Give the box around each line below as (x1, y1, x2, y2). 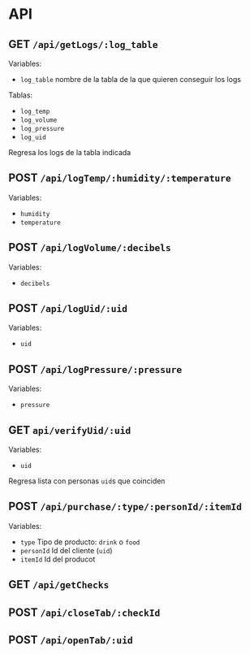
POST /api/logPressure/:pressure (8, 362, 183, 376)
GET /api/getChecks (8, 578, 110, 591)
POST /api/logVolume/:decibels (8, 240, 172, 254)
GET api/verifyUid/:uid (8, 423, 131, 437)
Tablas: (8, 90, 33, 100)
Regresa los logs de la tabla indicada (8, 148, 131, 157)
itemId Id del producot (19, 554, 96, 564)
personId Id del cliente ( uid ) (19, 545, 113, 555)
